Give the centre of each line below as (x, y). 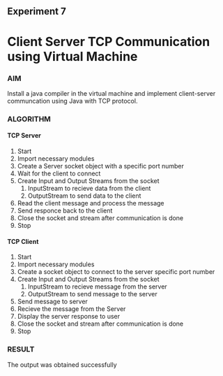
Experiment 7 (37, 12)
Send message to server (53, 302)
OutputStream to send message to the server (93, 294)
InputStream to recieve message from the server (97, 287)
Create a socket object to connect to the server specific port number (116, 272)
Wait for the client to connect (59, 173)
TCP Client (23, 241)
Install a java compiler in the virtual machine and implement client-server (111, 93)
